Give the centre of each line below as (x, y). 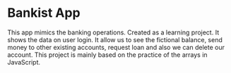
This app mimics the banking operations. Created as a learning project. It (113, 32)
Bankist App (44, 13)
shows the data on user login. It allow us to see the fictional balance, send (115, 39)
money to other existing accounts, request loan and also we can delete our (116, 47)
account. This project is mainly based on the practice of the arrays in (107, 55)
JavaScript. (24, 62)
